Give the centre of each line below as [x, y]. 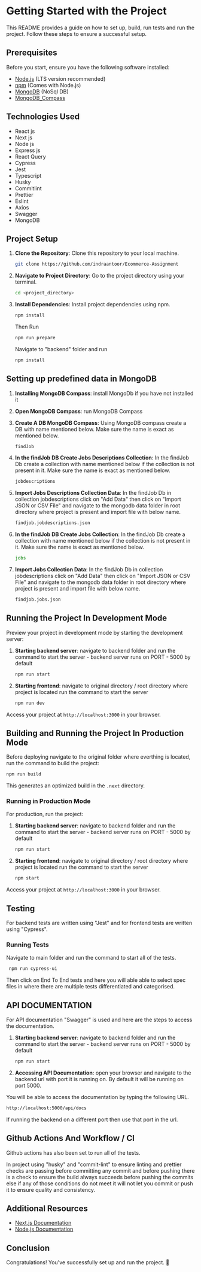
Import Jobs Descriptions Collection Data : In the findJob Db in [93, 493]
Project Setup [32, 238]
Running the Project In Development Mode [87, 618]
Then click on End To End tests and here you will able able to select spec [96, 980]
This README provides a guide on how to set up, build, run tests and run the [100, 28]
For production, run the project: [45, 814]
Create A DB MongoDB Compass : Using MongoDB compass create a [100, 422]
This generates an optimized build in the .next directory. [76, 786]
